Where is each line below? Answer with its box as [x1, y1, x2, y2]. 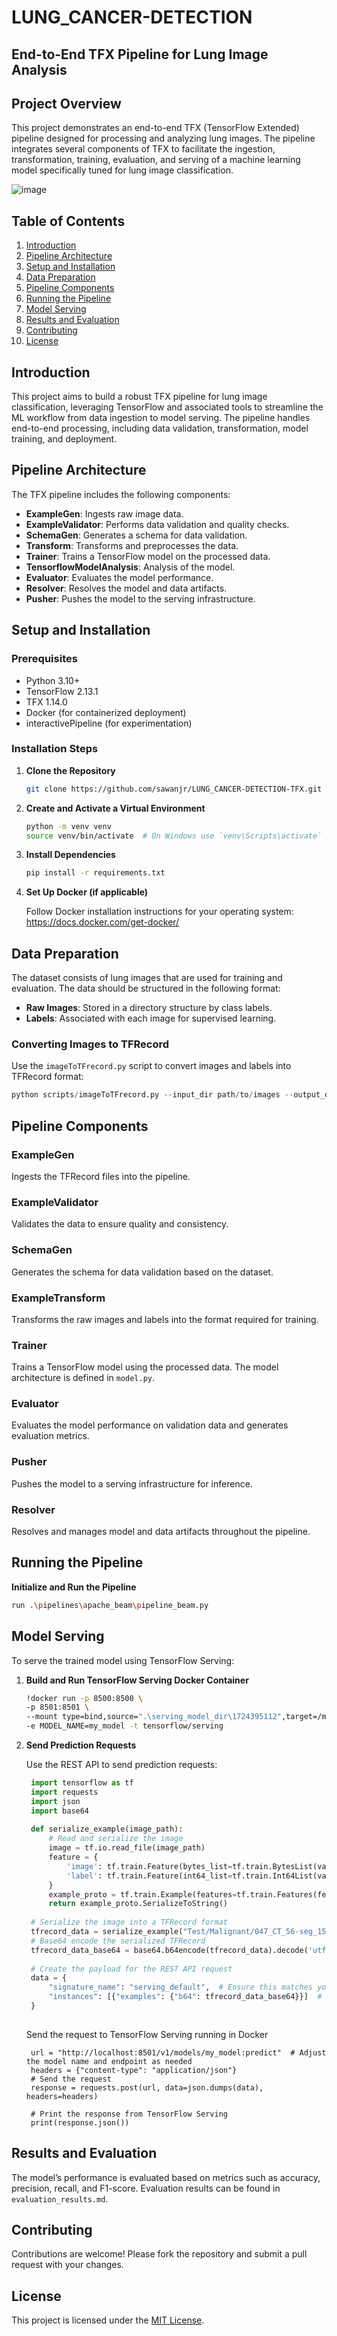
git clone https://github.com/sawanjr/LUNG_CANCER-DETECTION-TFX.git [25, 784, 323, 794]
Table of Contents [11, 212, 126, 230]
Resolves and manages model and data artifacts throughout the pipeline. [11, 1526, 311, 1538]
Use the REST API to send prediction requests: [25, 1759, 218, 1771]
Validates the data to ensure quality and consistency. [11, 1218, 229, 1230]
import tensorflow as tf [30, 1778, 134, 1788]
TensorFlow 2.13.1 [25, 685, 99, 697]
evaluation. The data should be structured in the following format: [11, 982, 281, 995]
